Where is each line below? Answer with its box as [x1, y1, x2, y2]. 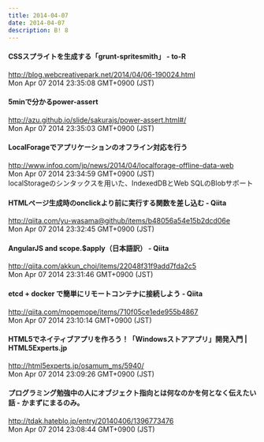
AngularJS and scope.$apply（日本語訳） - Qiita [8, 243, 169, 253]
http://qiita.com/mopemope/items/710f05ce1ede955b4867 [8, 307, 199, 317]
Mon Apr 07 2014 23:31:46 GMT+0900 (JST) [8, 270, 154, 279]
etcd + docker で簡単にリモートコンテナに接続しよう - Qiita [8, 289, 203, 298]
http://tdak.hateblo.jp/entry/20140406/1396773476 [8, 416, 174, 425]
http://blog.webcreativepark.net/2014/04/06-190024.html [8, 69, 195, 79]
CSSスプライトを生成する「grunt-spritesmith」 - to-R [8, 51, 187, 61]
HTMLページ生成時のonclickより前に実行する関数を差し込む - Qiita [8, 198, 227, 208]
